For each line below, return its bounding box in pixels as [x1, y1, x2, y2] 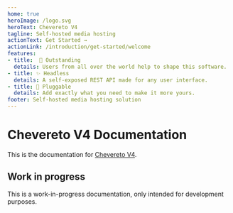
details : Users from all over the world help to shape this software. [13, 63, 227, 70]
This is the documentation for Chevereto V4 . [7, 150, 137, 158]
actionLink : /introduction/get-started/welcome [7, 43, 151, 50]
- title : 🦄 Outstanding [7, 57, 81, 64]
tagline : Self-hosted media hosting [7, 30, 116, 38]
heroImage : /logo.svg [7, 17, 72, 24]
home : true [7, 10, 40, 18]
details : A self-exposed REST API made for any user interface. [13, 76, 208, 84]
